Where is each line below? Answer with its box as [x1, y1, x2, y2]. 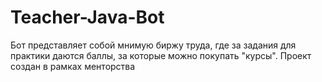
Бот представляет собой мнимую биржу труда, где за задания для [10, 39, 297, 51]
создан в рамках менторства [10, 60, 136, 72]
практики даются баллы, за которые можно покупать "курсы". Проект [10, 49, 312, 61]
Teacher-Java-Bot [10, 6, 165, 29]
